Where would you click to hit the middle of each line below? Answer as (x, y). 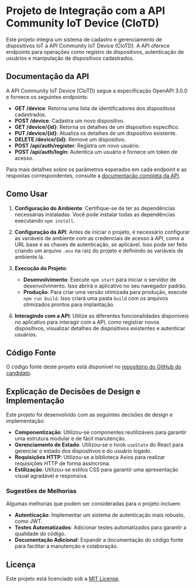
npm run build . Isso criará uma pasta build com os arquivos (96, 298)
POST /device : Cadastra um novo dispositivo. (69, 121)
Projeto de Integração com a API (86, 11)
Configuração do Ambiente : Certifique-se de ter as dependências (95, 208)
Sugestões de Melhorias (42, 491)
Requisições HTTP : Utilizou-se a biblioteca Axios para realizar (90, 457)
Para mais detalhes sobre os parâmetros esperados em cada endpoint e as (97, 169)
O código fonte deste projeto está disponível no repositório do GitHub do (94, 367)
